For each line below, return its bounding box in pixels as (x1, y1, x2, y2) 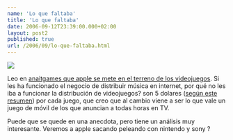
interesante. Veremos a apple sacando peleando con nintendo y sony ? (7, 125, 211, 132)
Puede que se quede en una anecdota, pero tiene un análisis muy (7, 117, 195, 125)
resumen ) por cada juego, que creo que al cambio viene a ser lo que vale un (7, 96, 226, 105)
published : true (7, 36, 54, 43)
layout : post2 (7, 29, 49, 37)
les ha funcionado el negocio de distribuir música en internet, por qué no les (7, 82, 226, 90)
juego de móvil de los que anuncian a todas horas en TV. (7, 104, 170, 112)
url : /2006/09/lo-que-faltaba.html (7, 42, 111, 49)
